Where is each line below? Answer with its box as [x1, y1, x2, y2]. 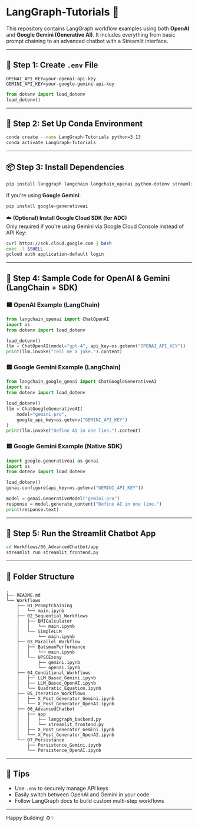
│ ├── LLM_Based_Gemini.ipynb [16, 675, 96, 681]
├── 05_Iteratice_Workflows [16, 691, 85, 696]
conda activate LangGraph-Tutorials [6, 140, 96, 146]
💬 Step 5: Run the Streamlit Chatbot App [6, 529, 156, 539]
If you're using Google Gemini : [6, 191, 81, 198]
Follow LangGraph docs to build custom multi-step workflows [14, 797, 164, 804]
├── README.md [6, 592, 41, 598]
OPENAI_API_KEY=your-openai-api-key [6, 76, 96, 82]
